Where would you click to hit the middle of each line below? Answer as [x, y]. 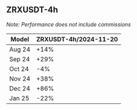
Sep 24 [20, 59]
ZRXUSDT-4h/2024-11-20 [77, 39]
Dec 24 [20, 88]
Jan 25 [19, 98]
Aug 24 [20, 49]
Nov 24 [20, 79]
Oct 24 [19, 69]
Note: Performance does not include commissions [68, 24]
